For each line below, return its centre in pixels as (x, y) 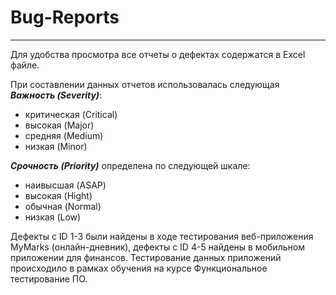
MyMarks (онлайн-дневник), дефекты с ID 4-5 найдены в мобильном (157, 247)
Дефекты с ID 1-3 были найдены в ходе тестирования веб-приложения (162, 236)
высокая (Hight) (58, 195)
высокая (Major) (59, 125)
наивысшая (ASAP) (65, 185)
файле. (25, 65)
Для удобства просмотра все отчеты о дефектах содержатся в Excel (158, 54)
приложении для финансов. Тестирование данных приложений (146, 257)
